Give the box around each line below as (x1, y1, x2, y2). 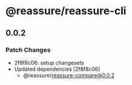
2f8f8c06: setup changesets (14, 59, 84, 66)
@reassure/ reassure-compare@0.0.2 (23, 71, 115, 78)
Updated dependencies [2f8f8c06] (14, 65, 100, 73)
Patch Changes (5, 46, 51, 54)
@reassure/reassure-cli (5, 4, 127, 18)
